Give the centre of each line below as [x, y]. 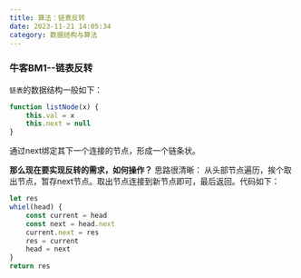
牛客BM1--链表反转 [51, 68]
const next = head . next [71, 223]
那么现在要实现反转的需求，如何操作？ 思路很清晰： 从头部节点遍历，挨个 [146, 170]
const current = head [66, 215]
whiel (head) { [36, 207]
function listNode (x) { [54, 107]
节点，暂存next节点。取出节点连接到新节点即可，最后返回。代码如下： [148, 182]
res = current [52, 241]
